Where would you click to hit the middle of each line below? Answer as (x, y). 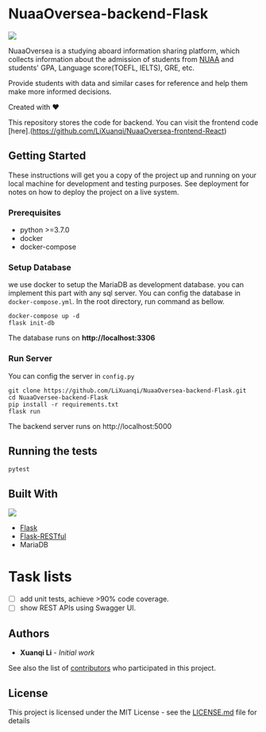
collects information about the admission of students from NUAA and (121, 59)
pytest (19, 469)
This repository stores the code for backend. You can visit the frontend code (133, 122)
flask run (25, 411)
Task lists (40, 577)
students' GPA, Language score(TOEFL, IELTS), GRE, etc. (101, 68)
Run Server (31, 359)
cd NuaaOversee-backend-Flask (58, 397)
